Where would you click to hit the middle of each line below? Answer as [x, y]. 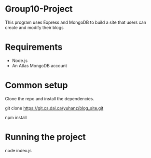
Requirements [34, 47]
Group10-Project [39, 9]
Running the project [45, 137]
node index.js [18, 150]
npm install [16, 117]
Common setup [36, 85]
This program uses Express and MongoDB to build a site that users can [75, 22]
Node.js [20, 60]
